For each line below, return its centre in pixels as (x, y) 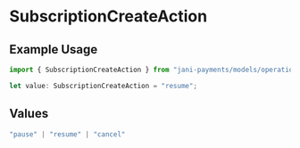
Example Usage (54, 49)
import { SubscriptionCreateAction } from (89, 70)
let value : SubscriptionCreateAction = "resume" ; (104, 86)
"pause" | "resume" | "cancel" (67, 134)
